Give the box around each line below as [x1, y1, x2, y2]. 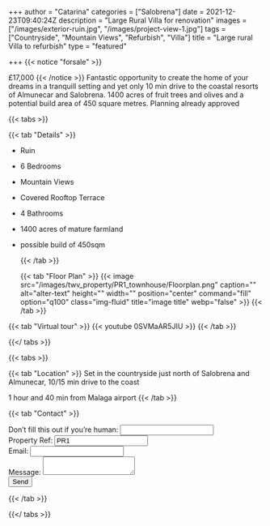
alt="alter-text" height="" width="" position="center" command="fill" [19, 289, 252, 298]
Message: [8, 468, 42, 477]
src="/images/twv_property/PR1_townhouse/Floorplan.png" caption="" [19, 280, 257, 289]
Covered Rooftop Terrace [19, 193, 105, 202]
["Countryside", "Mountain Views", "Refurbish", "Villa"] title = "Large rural [8, 32, 253, 42]
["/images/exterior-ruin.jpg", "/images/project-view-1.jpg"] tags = [8, 24, 226, 33]
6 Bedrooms [19, 161, 61, 171]
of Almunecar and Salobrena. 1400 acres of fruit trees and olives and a [8, 90, 244, 100]
